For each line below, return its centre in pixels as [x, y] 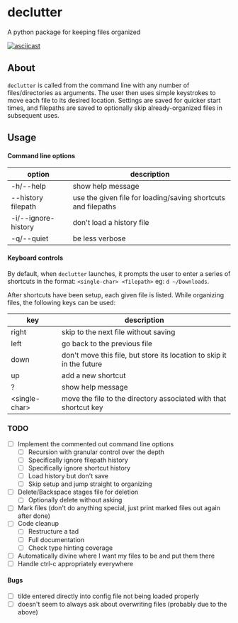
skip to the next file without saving [118, 332]
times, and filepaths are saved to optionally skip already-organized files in [115, 108]
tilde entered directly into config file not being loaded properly [108, 596]
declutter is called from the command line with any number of [98, 85]
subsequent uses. [33, 115]
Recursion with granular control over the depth [96, 452]
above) [28, 612]
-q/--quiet [30, 238]
